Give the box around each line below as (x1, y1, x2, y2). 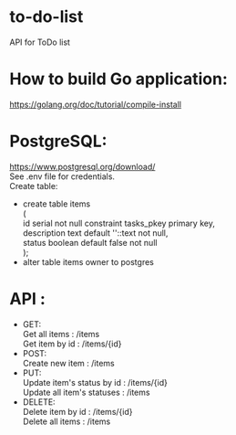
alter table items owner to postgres (22, 256, 155, 267)
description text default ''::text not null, (22, 227, 169, 239)
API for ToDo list (9, 37, 71, 48)
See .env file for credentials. (9, 171, 116, 182)
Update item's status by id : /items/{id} (22, 377, 169, 387)
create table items (22, 198, 91, 209)
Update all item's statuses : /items (22, 387, 150, 398)
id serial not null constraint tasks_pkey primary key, (22, 217, 216, 228)
